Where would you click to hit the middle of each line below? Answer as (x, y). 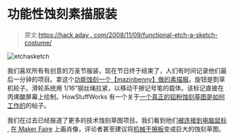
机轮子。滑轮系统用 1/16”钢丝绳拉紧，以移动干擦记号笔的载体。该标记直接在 (116, 88)
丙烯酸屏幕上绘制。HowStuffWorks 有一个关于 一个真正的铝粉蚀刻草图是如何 (116, 96)
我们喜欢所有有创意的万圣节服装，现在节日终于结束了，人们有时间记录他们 (114, 70)
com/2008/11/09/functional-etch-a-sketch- (156, 35)
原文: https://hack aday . (58, 35)
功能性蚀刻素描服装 (62, 14)
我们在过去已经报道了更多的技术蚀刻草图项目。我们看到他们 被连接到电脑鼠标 (117, 120)
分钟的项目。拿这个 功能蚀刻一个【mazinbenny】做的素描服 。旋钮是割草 (122, 79)
